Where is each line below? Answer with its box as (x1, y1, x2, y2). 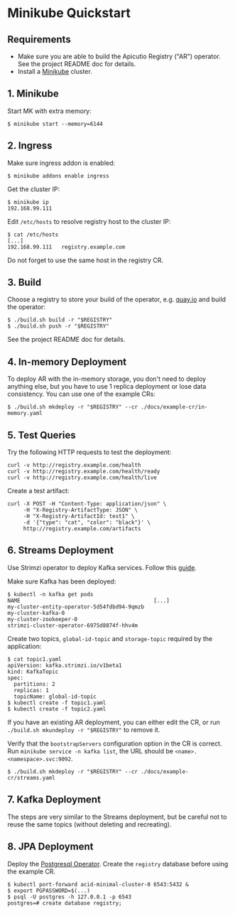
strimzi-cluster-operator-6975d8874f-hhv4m (7, 622, 138, 629)
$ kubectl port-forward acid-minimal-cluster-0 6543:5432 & (7, 881, 190, 888)
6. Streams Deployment (7, 544, 114, 557)
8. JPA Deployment (7, 841, 94, 853)
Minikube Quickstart (7, 5, 131, 21)
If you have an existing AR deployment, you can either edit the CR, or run (7, 718, 220, 726)
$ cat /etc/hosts (7, 231, 59, 238)
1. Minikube (7, 87, 59, 100)
